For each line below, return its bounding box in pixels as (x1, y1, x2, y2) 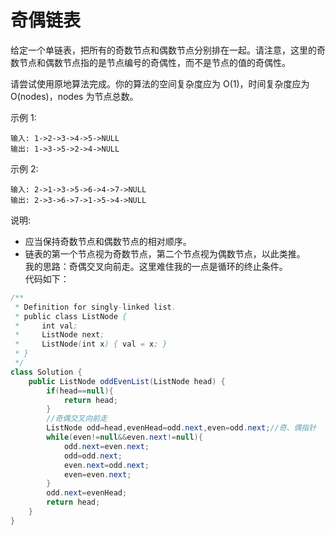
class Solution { (10, 367, 83, 377)
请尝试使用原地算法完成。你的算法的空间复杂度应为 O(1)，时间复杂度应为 (10, 77, 310, 90)
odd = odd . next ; (63, 451, 123, 461)
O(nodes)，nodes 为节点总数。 (10, 90, 139, 102)
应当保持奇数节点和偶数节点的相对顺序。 (24, 235, 192, 247)
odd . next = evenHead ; (46, 488, 128, 498)
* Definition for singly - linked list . (14, 302, 177, 312)
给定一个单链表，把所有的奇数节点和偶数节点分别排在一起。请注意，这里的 (10, 44, 317, 56)
